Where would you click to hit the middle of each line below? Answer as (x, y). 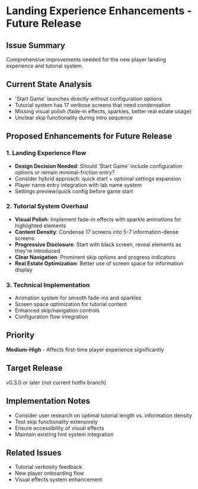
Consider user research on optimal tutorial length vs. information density (103, 415)
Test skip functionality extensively (56, 422)
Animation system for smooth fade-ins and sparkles (78, 298)
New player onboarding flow (49, 473)
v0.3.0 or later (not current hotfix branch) (56, 382)
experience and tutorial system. (45, 66)
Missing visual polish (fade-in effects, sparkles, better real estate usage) (103, 111)
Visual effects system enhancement (58, 480)
